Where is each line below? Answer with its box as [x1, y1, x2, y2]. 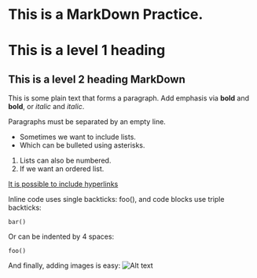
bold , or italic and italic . [8, 102, 85, 112]
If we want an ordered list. [19, 164, 105, 174]
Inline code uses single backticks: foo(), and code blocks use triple [8, 195, 225, 204]
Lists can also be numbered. [19, 155, 112, 166]
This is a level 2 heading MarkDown [8, 72, 186, 86]
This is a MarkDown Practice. [8, 5, 204, 24]
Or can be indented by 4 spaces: [8, 232, 115, 241]
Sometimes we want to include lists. [19, 132, 136, 142]
